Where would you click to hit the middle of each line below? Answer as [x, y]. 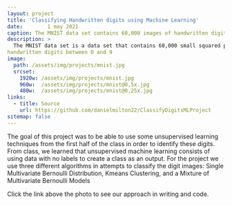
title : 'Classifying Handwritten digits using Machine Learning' [103, 20]
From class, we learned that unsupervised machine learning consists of [109, 151]
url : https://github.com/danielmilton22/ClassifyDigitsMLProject [116, 110]
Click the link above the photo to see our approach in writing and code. [108, 194]
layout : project [30, 14]
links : [17, 98]
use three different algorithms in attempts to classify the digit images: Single [116, 166]
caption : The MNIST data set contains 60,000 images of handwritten [108, 33]
